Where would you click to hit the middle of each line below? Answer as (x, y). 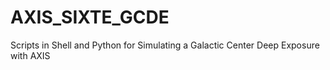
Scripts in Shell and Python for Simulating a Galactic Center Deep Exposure (165, 45)
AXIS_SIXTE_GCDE (90, 17)
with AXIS (30, 55)
